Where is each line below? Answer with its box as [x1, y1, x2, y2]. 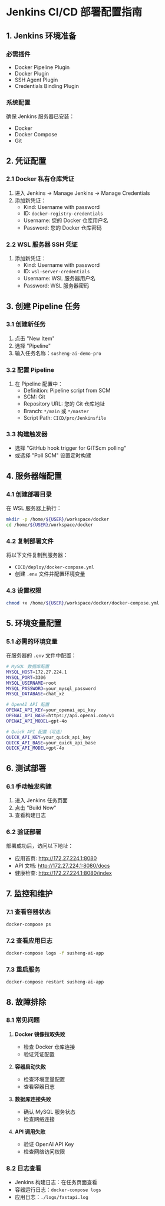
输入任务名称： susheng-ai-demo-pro [14, 349, 101, 357]
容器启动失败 [14, 1063, 46, 1070]
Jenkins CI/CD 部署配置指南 [6, 5, 143, 19]
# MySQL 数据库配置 [6, 664, 49, 670]
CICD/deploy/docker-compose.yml [14, 564, 94, 570]
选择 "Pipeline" [14, 342, 51, 349]
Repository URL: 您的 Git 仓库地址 [23, 400, 105, 407]
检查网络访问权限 [23, 1148, 65, 1155]
